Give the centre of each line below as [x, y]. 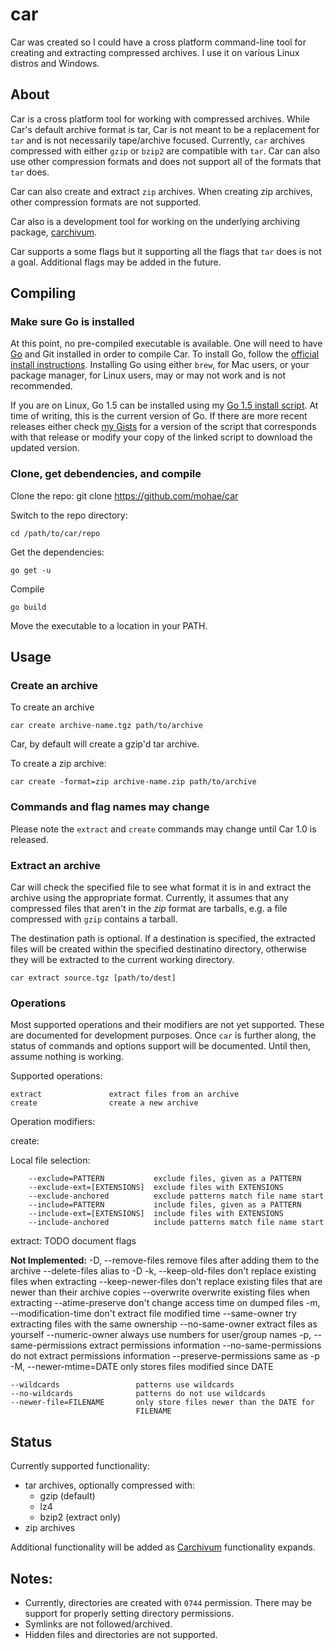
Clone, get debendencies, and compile [106, 474]
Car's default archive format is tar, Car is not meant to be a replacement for [165, 129]
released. [29, 839]
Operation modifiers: [53, 1122]
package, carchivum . [54, 232]
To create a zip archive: [58, 764]
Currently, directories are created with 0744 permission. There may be [168, 1602]
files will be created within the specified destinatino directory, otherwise [158, 949]
